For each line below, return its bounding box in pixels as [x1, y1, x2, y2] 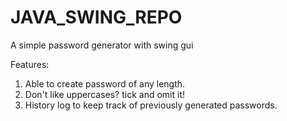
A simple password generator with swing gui [10, 39, 194, 51]
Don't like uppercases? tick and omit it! [24, 88, 185, 100]
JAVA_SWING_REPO [10, 6, 183, 29]
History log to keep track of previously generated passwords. [24, 99, 278, 111]
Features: [10, 58, 50, 70]
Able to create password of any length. [24, 77, 186, 90]
